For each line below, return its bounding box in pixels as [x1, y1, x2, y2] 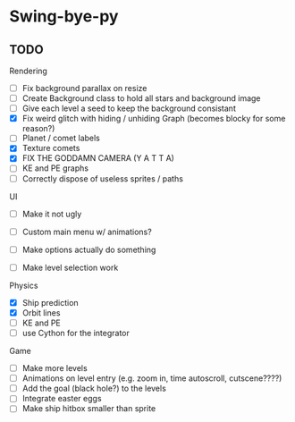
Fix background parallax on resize [21, 83, 147, 93]
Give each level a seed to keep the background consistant [21, 103, 237, 114]
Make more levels [21, 363, 88, 374]
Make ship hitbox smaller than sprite [21, 403, 156, 414]
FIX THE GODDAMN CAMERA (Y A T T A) [21, 153, 174, 164]
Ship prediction [21, 297, 79, 308]
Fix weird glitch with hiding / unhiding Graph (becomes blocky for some [21, 114, 286, 124]
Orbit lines [21, 307, 61, 318]
